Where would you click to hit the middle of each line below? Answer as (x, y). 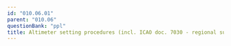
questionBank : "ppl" (37, 26)
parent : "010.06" (32, 20)
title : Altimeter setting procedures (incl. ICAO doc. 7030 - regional (112, 32)
